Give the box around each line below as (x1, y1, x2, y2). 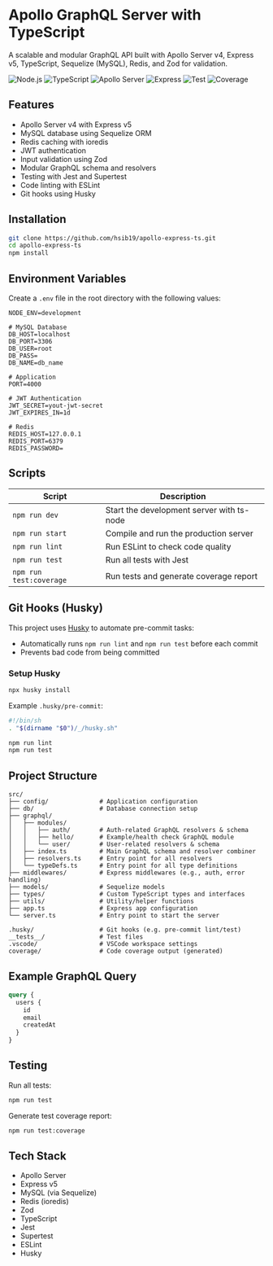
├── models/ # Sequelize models (8, 883, 165, 891)
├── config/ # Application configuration (8, 798, 198, 806)
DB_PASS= (8, 352, 38, 360)
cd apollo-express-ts (8, 242, 82, 250)
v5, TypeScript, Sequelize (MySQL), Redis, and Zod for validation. (8, 59, 227, 68)
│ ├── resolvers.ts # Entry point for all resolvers (8, 855, 213, 863)
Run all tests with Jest (105, 554, 189, 565)
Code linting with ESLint (19, 180, 101, 190)
